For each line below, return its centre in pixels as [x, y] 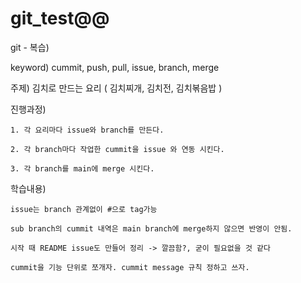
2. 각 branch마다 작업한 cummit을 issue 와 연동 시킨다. [117, 149]
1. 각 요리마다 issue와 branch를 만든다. [87, 130]
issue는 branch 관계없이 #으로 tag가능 [84, 209]
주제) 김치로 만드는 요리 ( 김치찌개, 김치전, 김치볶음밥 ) [116, 88]
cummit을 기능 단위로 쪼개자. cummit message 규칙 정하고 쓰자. [130, 267]
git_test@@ [60, 18]
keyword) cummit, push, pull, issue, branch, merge [115, 67]
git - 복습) [30, 47]
